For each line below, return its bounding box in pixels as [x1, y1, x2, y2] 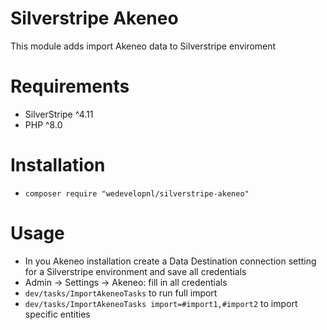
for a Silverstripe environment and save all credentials [24, 265, 247, 277]
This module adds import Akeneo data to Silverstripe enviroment [10, 40, 277, 52]
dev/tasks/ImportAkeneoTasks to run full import [24, 287, 218, 299]
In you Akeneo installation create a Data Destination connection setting [24, 255, 317, 267]
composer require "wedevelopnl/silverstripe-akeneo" [24, 188, 250, 199]
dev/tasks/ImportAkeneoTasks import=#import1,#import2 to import [24, 297, 298, 309]
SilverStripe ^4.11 [24, 108, 94, 120]
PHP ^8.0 [24, 118, 63, 131]
